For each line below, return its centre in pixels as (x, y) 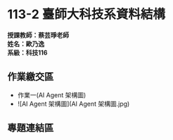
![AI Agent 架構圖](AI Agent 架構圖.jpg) (73, 104)
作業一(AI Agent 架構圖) (52, 94)
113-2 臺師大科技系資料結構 (86, 14)
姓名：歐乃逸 (26, 43)
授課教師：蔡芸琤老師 (38, 35)
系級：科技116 (27, 52)
